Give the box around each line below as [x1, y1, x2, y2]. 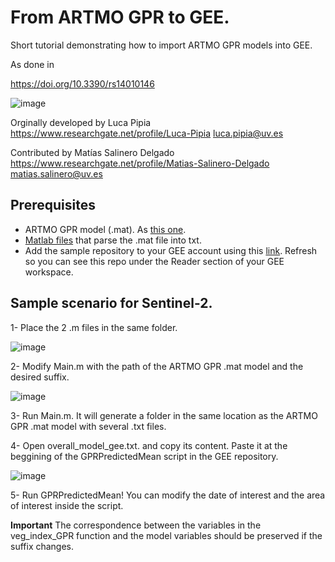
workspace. [24, 266, 74, 278]
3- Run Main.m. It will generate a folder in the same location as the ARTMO [10, 409, 318, 421]
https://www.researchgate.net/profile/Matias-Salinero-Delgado [10, 157, 270, 169]
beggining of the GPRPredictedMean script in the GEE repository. [10, 450, 279, 462]
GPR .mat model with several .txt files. [10, 420, 167, 432]
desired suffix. [10, 371, 70, 383]
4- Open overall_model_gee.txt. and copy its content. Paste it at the [10, 439, 288, 451]
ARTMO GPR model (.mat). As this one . [24, 223, 187, 235]
